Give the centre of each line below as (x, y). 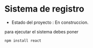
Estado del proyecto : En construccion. (50, 22)
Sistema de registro (45, 9)
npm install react (23, 40)
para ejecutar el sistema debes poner (42, 32)
